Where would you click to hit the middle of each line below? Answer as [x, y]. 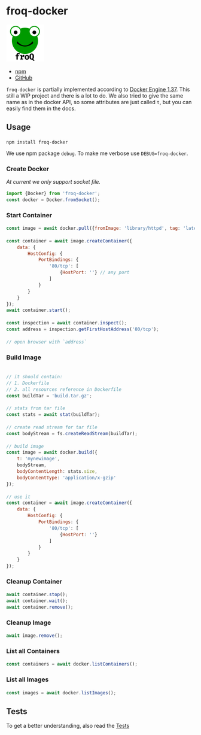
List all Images [28, 679]
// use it [19, 497]
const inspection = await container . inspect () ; [67, 323]
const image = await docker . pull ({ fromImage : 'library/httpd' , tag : [93, 229]
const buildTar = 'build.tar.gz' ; [49, 396]
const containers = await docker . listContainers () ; [72, 664]
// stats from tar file [36, 408]
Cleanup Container [34, 581]
